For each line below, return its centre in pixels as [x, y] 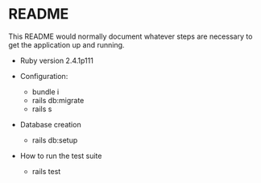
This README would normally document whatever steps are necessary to [130, 36]
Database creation [51, 124]
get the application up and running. [66, 44]
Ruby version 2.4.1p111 [57, 60]
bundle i [46, 91]
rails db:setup [55, 140]
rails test [46, 171]
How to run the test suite [61, 156]
